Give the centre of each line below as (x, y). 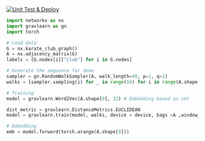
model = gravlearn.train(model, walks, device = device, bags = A (91, 115)
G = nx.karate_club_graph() (42, 49)
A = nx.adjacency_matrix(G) (42, 54)
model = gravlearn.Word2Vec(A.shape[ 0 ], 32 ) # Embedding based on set (98, 98)
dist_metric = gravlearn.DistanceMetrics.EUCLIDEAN (73, 109)
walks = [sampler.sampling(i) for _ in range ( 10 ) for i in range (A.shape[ (103, 82)
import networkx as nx (35, 21)
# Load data (21, 43)
